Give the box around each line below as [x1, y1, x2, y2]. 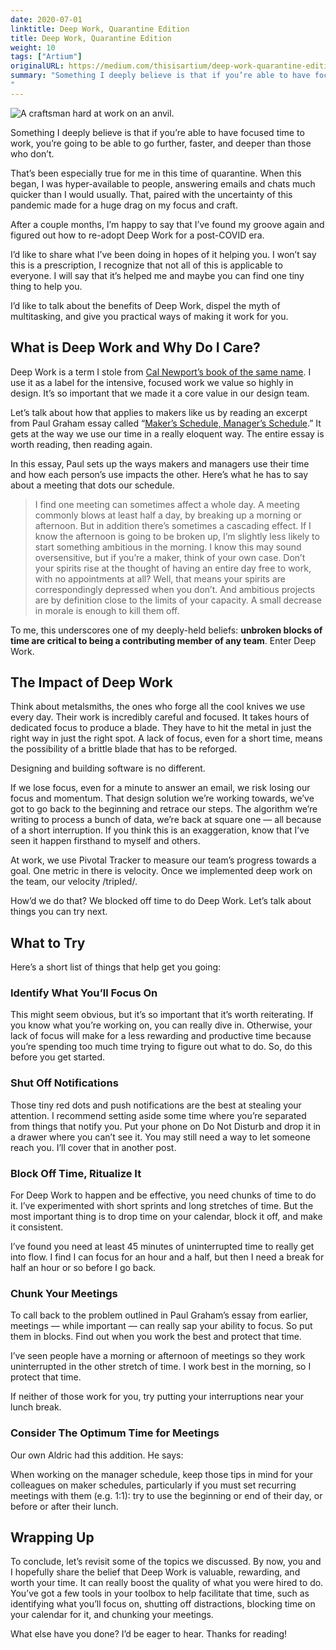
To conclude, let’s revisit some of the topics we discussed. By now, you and [10, 1556, 322, 1568]
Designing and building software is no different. [10, 762, 206, 775]
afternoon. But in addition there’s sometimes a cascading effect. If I [34, 519, 312, 531]
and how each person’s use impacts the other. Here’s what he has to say [10, 468, 308, 480]
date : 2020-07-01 [10, 14, 83, 25]
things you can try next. [10, 906, 108, 918]
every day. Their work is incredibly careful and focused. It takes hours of [10, 711, 310, 723]
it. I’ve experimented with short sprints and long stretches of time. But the [10, 1200, 314, 1212]
